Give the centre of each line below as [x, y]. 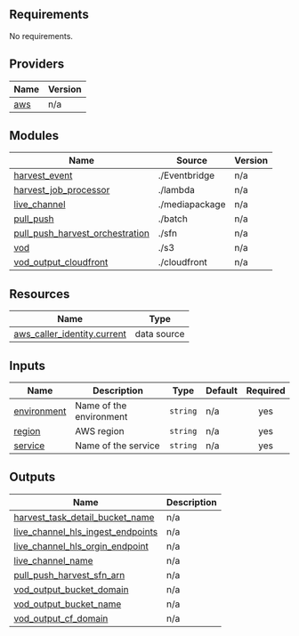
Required [266, 390]
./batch [173, 219]
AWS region [100, 431]
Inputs [28, 365]
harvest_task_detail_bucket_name [84, 517]
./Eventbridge [186, 175]
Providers [37, 64]
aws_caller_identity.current [70, 334]
